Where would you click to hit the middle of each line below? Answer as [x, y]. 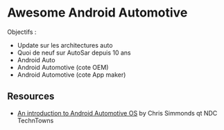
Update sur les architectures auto [65, 45]
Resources [31, 96]
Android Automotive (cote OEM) [63, 67]
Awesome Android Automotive [97, 13]
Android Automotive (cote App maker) [71, 75]
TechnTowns [35, 120]
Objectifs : [22, 32]
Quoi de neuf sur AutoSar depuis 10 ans [74, 53]
